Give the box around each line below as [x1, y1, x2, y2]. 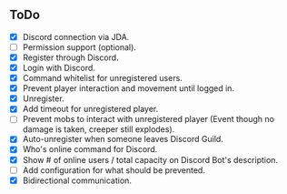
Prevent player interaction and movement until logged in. [22, 83, 234, 94]
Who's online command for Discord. [22, 144, 158, 155]
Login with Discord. [22, 63, 95, 73]
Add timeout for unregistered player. [22, 104, 159, 115]
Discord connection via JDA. [22, 31, 130, 42]
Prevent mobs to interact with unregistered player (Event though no [22, 114, 275, 125]
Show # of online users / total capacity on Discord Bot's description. [22, 154, 279, 165]
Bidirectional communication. [22, 175, 132, 186]
